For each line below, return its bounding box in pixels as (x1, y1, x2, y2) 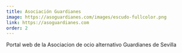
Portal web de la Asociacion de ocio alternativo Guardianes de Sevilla (6, 41, 177, 48)
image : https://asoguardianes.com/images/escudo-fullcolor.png (6, 14, 167, 20)
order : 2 (6, 25, 28, 31)
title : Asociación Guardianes (6, 8, 82, 15)
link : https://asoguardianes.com (6, 19, 90, 25)
